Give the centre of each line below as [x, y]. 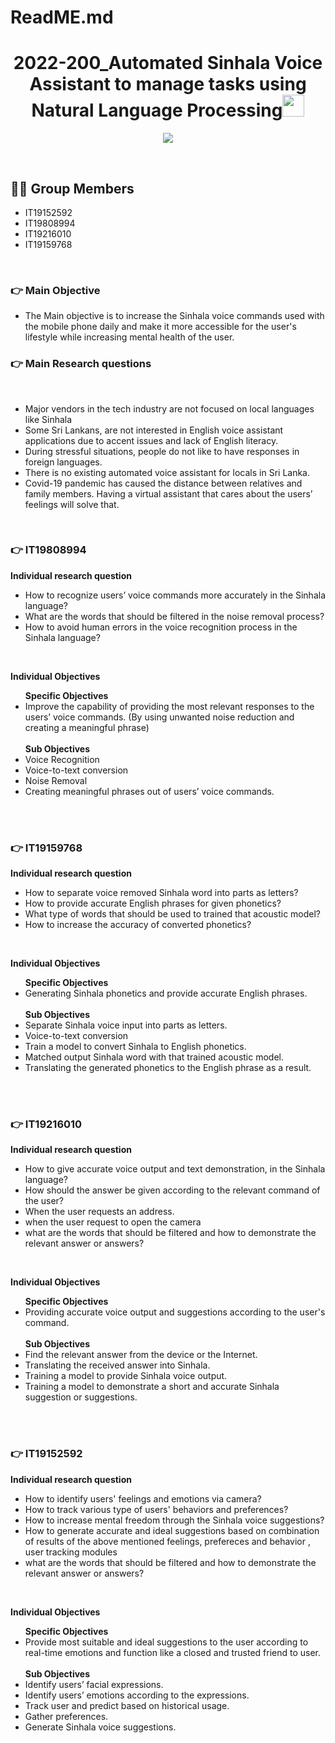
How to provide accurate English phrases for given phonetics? [153, 903]
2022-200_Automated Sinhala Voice [168, 63]
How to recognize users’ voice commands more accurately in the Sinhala [175, 595]
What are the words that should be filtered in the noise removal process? [174, 616]
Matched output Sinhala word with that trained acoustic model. [154, 1057]
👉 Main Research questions [81, 364]
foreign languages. [63, 462]
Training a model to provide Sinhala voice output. [126, 1376]
